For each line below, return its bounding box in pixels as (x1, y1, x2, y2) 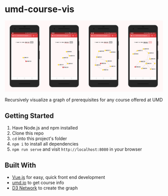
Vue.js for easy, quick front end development (12, 174, 105, 180)
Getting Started (5, 111, 54, 120)
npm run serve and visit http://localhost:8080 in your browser (12, 146, 142, 152)
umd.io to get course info (12, 179, 64, 185)
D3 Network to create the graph (12, 185, 78, 191)
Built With (5, 161, 36, 169)
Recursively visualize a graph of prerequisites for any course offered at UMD (5, 97, 163, 103)
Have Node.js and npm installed (12, 125, 78, 131)
